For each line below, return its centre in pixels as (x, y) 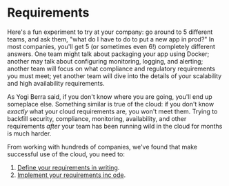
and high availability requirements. (56, 83)
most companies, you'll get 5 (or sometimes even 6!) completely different (111, 46)
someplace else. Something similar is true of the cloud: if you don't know (111, 104)
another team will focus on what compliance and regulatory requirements (111, 68)
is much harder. (29, 133)
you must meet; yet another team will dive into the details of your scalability (114, 76)
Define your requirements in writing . (68, 167)
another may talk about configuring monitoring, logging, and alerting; (105, 61)
